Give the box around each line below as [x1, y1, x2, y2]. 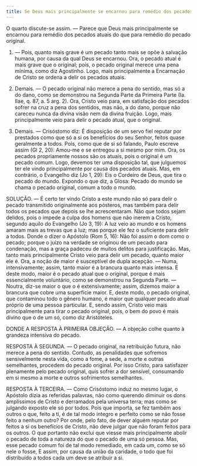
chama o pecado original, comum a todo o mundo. [14, 183, 137, 191]
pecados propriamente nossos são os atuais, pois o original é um [14, 152, 172, 159]
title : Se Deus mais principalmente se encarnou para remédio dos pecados [6, 8, 193, 15]
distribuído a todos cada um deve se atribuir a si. [6, 454, 124, 461]
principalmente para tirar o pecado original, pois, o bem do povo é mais [6, 307, 179, 314]
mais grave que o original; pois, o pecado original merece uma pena [14, 61, 179, 68]
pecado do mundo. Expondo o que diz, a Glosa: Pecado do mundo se [14, 177, 183, 185]
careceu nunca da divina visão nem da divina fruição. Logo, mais [14, 110, 172, 117]
